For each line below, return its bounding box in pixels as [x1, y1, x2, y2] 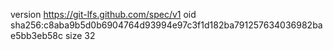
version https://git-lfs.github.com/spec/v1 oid [10, 9, 197, 20]
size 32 [64, 30, 96, 41]
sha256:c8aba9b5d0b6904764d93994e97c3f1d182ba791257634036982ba [10, 19, 323, 31]
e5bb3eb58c [10, 30, 63, 41]
